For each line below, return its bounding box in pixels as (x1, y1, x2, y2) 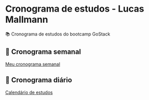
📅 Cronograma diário (5, 76, 72, 84)
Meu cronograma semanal (5, 61, 61, 67)
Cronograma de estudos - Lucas (5, 3, 144, 15)
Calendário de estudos (5, 89, 53, 95)
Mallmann (5, 14, 48, 25)
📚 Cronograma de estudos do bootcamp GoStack (5, 31, 110, 37)
